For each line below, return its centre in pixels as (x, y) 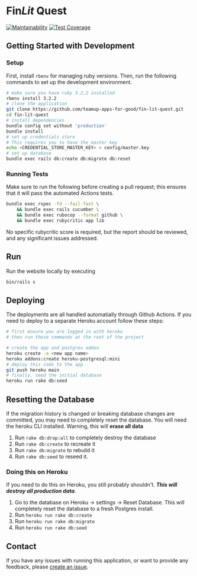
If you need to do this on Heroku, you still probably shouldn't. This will (92, 485)
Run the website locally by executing (51, 271)
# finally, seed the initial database (54, 375)
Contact (21, 546)
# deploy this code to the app (45, 364)
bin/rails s (21, 282)
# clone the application (37, 104)
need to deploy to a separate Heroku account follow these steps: (85, 321)
